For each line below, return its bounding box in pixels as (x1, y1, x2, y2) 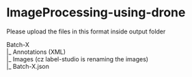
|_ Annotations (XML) (6, 48, 66, 56)
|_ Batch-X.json (6, 62, 49, 70)
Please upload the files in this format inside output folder (6, 27, 166, 35)
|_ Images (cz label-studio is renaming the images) (6, 55, 148, 63)
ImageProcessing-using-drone (6, 5, 186, 20)
